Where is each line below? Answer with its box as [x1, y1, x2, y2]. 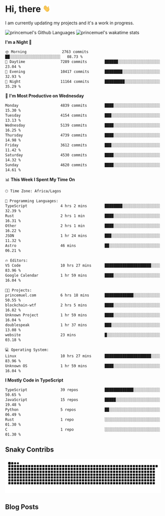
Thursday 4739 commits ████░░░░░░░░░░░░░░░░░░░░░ [5, 132, 161, 137]
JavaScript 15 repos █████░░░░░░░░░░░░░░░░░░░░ [5, 397, 161, 402]
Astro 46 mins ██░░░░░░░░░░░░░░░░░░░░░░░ [5, 243, 161, 248]
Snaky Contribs [5, 446, 54, 454]
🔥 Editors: [5, 258, 28, 263]
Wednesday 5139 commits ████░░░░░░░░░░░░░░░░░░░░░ [5, 123, 161, 128]
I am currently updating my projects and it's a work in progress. [5, 20, 134, 26]
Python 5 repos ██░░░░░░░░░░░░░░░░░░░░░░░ [5, 407, 161, 412]
